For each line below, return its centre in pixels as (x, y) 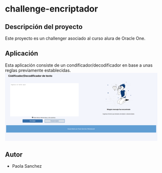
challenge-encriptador (52, 9)
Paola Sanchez (27, 166)
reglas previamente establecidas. (38, 70)
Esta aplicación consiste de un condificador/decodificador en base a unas (79, 65)
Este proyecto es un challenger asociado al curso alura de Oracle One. (75, 38)
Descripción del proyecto (44, 27)
